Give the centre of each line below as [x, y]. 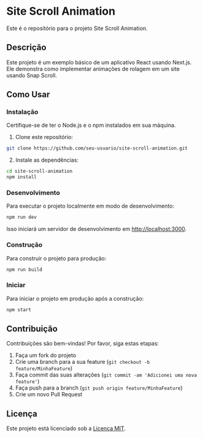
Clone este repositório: [44, 137]
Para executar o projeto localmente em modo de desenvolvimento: [90, 206]
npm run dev [21, 217]
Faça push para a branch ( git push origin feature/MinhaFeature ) [99, 388]
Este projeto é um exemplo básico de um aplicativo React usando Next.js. [99, 62]
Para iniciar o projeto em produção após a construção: [75, 298]
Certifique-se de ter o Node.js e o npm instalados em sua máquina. [91, 125]
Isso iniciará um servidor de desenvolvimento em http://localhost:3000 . [97, 229]
